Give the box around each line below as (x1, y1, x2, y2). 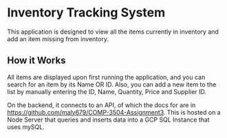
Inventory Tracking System (7, 5, 166, 21)
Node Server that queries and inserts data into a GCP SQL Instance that (7, 115, 210, 124)
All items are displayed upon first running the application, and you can (7, 73, 206, 81)
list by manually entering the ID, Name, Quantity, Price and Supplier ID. (7, 87, 207, 95)
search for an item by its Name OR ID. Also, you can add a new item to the (7, 80, 217, 89)
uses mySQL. (7, 122, 45, 131)
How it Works (7, 55, 66, 67)
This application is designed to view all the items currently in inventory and (7, 27, 219, 36)
